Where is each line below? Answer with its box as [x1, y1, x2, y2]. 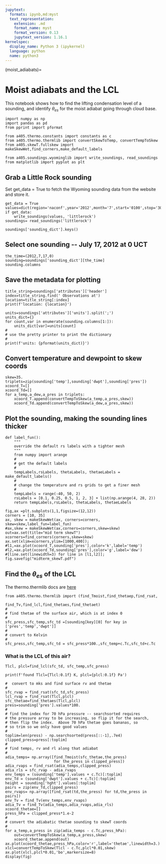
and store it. [5, 191, 30, 197]
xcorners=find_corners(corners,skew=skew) [5, 535, 94, 540]
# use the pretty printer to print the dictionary [5, 332, 112, 337]
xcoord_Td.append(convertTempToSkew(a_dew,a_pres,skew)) [14, 401, 134, 406]
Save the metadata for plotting [5, 275, 101, 284]
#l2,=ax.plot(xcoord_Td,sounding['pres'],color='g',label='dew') [5, 547, 142, 553]
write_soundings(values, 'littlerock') [14, 214, 96, 219]
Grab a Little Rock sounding [5, 173, 92, 182]
